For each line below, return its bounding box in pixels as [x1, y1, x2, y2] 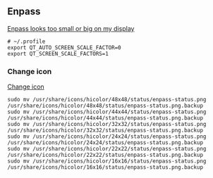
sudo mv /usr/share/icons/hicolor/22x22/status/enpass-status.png [7, 146, 207, 153]
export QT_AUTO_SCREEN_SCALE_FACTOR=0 [7, 44, 121, 51]
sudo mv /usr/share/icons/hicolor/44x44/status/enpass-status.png [7, 108, 207, 115]
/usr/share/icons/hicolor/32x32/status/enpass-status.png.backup [7, 127, 203, 134]
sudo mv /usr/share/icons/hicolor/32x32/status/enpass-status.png [7, 121, 207, 128]
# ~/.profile [7, 38, 46, 45]
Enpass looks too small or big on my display [7, 24, 135, 32]
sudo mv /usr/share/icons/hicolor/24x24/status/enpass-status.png [7, 133, 207, 140]
